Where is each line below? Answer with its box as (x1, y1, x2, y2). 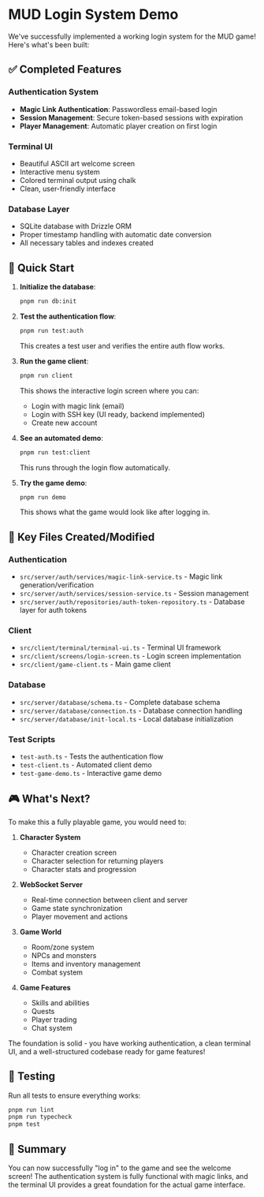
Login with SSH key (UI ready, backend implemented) (31, 409, 206, 419)
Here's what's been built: (8, 39, 90, 49)
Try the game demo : (19, 478, 87, 487)
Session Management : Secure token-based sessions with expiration (19, 113, 244, 122)
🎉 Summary (8, 1142, 67, 1156)
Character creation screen (31, 848, 117, 857)
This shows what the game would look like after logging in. (19, 507, 210, 517)
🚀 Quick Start (8, 261, 75, 274)
